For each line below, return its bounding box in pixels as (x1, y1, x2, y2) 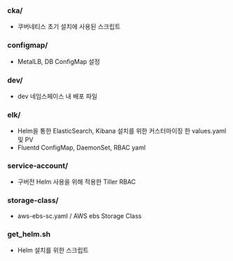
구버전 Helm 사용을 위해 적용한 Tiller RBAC (17, 178, 136, 186)
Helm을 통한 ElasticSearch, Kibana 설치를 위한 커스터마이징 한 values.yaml (17, 127, 227, 135)
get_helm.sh (7, 229, 51, 239)
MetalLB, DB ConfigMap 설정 (17, 57, 100, 65)
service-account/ (7, 161, 69, 170)
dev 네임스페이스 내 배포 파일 (17, 92, 98, 100)
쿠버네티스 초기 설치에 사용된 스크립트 (17, 22, 121, 31)
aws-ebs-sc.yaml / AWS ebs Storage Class (17, 211, 142, 220)
